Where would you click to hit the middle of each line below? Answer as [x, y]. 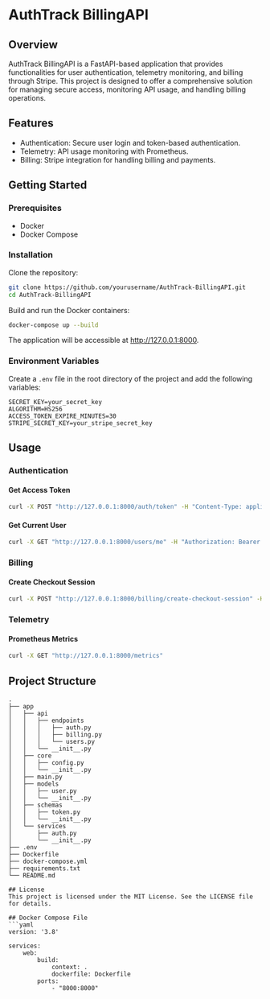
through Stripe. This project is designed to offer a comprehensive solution [131, 81]
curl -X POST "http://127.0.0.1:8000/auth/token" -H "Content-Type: [125, 507]
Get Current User [37, 525]
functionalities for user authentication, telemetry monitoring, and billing [126, 72]
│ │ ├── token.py [45, 812]
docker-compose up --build [53, 325]
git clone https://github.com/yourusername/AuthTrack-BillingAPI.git [127, 287]
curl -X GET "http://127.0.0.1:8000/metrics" [86, 656]
